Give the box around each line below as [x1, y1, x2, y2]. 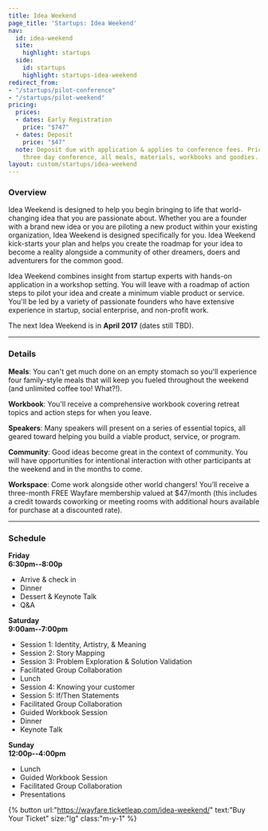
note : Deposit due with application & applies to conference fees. [15, 146, 245, 154]
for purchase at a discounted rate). [8, 505, 123, 514]
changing [8, 214, 40, 223]
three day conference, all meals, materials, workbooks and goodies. [22, 153, 259, 161]
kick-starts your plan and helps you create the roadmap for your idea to [8, 239, 243, 249]
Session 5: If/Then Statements [19, 691, 120, 701]
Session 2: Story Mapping [19, 649, 105, 658]
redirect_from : [8, 78, 59, 86]
